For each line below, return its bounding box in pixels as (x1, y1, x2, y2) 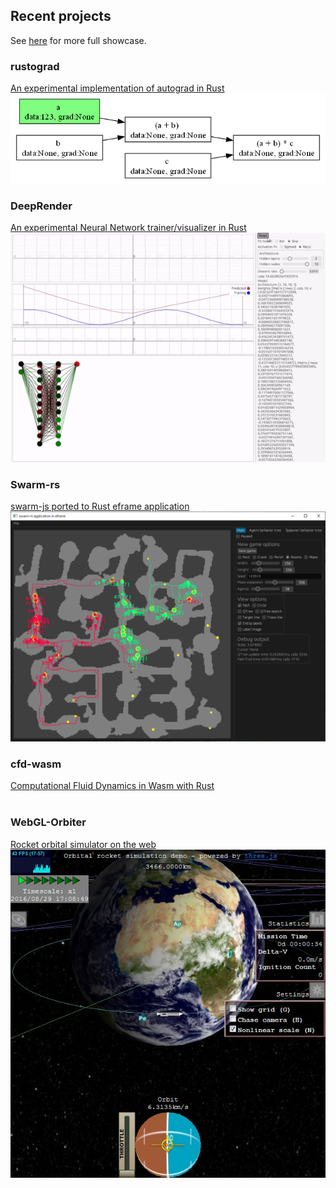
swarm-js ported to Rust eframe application (10, 500, 190, 512)
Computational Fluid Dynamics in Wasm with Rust (10, 780, 215, 792)
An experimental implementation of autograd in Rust (10, 82, 225, 94)
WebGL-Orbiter (10, 815, 87, 829)
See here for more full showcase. (10, 34, 147, 46)
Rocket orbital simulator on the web (10, 838, 157, 850)
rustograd (10, 59, 60, 73)
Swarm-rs (10, 477, 61, 491)
